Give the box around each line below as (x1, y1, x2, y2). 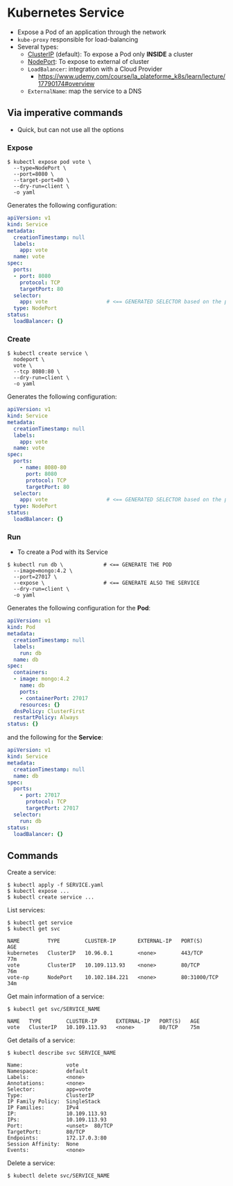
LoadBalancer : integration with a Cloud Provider (27, 65, 163, 73)
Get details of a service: (7, 1036, 76, 1044)
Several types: (17, 42, 59, 51)
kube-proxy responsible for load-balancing (17, 35, 139, 43)
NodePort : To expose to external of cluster (27, 57, 150, 65)
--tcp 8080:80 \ (13, 368, 60, 376)
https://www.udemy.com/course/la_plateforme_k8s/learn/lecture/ (37, 72, 226, 81)
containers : (13, 669, 49, 676)
